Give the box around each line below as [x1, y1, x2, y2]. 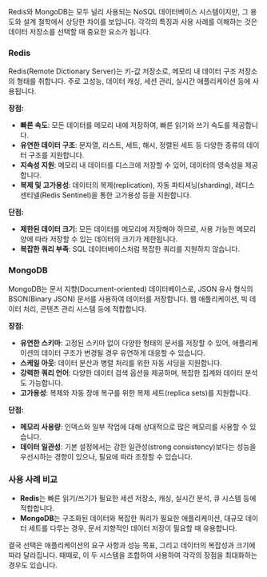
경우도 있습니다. [8, 560, 58, 570]
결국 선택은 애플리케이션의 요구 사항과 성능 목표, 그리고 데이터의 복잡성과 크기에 [8, 540, 256, 550]
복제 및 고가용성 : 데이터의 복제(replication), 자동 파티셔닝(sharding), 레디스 [19, 181, 255, 190]
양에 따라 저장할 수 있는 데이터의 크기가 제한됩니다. [19, 234, 178, 244]
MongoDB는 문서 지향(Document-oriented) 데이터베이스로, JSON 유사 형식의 [8, 284, 253, 293]
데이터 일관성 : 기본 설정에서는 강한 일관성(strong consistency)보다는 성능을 [19, 442, 257, 452]
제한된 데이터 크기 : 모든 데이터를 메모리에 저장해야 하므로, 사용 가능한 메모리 [19, 225, 257, 234]
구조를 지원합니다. [28, 150, 85, 160]
